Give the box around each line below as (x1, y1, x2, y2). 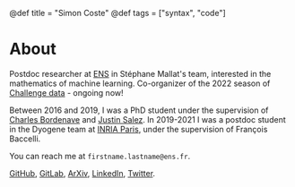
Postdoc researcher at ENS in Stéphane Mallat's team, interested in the (9, 68, 272, 79)
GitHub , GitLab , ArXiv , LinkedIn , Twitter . (9, 167, 155, 178)
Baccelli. (9, 133, 41, 144)
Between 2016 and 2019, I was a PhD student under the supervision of (9, 105, 269, 115)
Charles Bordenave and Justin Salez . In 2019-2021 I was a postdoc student (9, 114, 286, 124)
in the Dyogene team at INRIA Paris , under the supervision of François (9, 123, 268, 134)
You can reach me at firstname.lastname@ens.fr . (9, 150, 191, 161)
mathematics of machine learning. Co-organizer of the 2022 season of (9, 78, 271, 89)
